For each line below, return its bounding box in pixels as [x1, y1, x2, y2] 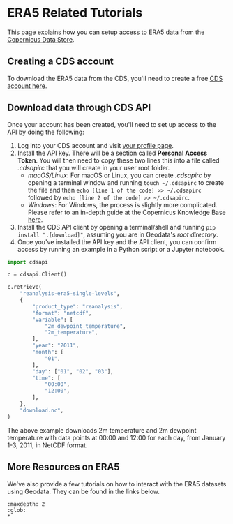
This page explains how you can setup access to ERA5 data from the [7, 28, 205, 36]
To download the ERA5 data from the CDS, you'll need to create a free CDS [7, 74, 223, 82]
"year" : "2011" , [32, 342, 80, 350]
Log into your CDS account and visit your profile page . [17, 141, 174, 149]
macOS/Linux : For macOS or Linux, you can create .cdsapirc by [27, 171, 211, 179]
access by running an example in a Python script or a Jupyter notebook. [17, 245, 225, 253]
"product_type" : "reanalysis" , [32, 303, 123, 310]
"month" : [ [32, 349, 64, 356]
